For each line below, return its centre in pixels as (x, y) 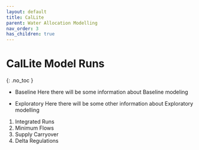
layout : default (26, 12)
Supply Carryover (37, 134)
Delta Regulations (37, 141)
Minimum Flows (34, 128)
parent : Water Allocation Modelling (52, 23)
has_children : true (31, 34)
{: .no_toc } (20, 80)
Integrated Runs (35, 122)
